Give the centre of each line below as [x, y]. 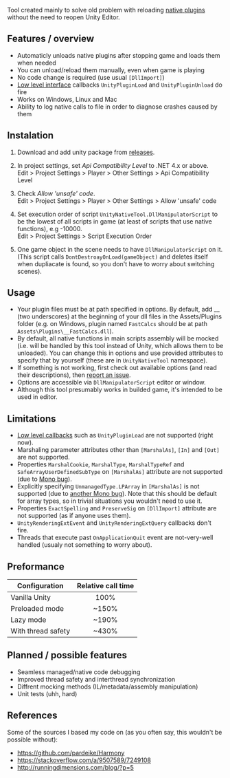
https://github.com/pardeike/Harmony [71, 753]
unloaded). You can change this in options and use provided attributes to [120, 353]
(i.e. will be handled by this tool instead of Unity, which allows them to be [120, 346]
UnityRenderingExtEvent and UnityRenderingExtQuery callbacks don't [114, 523]
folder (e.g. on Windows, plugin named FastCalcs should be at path [112, 324]
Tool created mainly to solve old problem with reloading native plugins [106, 10]
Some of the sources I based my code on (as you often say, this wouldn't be [115, 732]
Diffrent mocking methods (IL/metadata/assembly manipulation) [107, 687]
